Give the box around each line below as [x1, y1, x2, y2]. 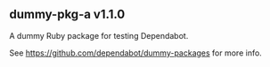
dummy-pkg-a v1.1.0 [9, 7, 126, 22]
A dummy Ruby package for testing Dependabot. [9, 30, 189, 41]
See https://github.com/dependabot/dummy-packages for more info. [9, 48, 263, 58]
